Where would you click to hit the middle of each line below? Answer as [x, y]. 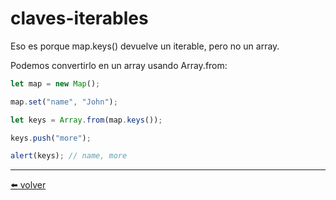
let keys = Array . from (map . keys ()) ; [86, 120]
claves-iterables [79, 18]
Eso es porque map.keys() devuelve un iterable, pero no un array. [145, 46]
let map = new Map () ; [55, 83]
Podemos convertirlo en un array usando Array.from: [119, 65]
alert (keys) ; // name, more [69, 156]
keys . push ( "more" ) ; [51, 138]
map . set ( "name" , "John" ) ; [64, 102]
